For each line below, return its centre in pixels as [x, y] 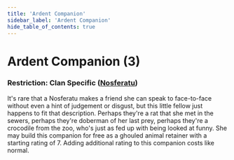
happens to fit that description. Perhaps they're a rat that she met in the [110, 113]
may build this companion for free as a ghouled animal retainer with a [107, 135]
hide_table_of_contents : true [51, 27]
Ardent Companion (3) [74, 61]
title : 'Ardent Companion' [47, 14]
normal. [18, 150]
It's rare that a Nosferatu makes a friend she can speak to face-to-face [110, 98]
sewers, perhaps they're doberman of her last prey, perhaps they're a [108, 120]
